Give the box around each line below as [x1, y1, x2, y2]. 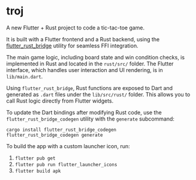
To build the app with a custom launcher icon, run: [6, 142, 130, 149]
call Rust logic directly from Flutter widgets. [6, 97, 114, 104]
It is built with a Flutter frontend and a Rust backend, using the [6, 35, 160, 43]
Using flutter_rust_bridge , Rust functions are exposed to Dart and [6, 84, 173, 91]
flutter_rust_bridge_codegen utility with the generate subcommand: [6, 115, 175, 122]
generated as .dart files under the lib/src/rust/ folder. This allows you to [6, 91, 191, 98]
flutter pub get [14, 155, 56, 161]
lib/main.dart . [6, 73, 43, 80]
